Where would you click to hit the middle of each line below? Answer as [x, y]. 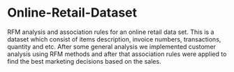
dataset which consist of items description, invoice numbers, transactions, [114, 39]
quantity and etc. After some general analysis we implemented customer [112, 46]
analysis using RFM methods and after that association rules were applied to [117, 54]
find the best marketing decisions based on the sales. [85, 61]
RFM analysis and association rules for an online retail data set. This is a [111, 32]
